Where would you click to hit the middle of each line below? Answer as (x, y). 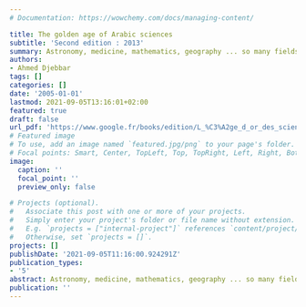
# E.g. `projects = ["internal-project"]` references (117, 229)
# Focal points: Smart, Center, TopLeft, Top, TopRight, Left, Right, (146, 153)
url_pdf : (26, 128)
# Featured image (42, 136)
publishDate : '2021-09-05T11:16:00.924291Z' (95, 254)
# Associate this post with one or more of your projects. (128, 212)
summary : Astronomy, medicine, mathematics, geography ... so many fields (154, 51)
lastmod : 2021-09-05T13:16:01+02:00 (79, 102)
